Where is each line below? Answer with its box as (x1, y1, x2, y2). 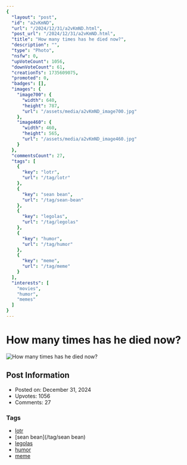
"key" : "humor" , (21, 236, 63, 242)
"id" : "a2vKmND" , (11, 20, 55, 26)
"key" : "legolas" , (21, 214, 68, 220)
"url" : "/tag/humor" (21, 241, 73, 247)
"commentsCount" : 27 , (11, 152, 66, 158)
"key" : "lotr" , (21, 169, 60, 176)
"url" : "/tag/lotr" (21, 175, 70, 181)
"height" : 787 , (21, 102, 60, 109)
